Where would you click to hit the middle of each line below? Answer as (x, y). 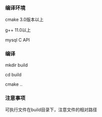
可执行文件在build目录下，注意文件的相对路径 (51, 110)
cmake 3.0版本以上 (24, 20)
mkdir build (17, 65)
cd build (13, 74)
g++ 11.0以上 (18, 30)
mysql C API (17, 40)
